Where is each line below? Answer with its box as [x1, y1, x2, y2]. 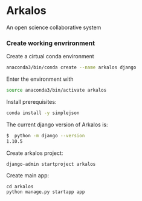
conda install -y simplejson [6, 110, 80, 116]
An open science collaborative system [6, 24, 102, 31]
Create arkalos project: [6, 149, 63, 157]
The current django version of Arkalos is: [6, 121, 108, 128]
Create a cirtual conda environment [6, 53, 95, 60]
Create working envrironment [6, 39, 95, 47]
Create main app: [6, 172, 50, 179]
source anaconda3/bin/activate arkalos [6, 87, 107, 94]
